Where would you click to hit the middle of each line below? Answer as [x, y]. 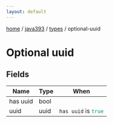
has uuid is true [81, 111]
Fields [18, 75]
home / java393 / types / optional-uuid [54, 29]
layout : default [26, 12]
